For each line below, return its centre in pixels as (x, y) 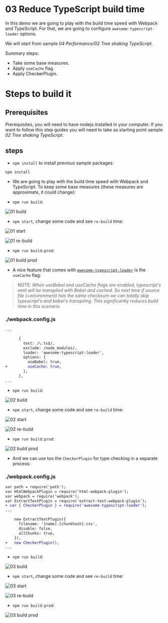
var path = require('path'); (36, 487)
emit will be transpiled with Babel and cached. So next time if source (89, 290)
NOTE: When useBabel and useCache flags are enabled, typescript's (89, 285)
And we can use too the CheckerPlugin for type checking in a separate (85, 458)
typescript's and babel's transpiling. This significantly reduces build (88, 301)
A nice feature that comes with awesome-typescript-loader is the (79, 270)
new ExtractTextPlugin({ (40, 519)
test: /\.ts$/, (39, 343)
